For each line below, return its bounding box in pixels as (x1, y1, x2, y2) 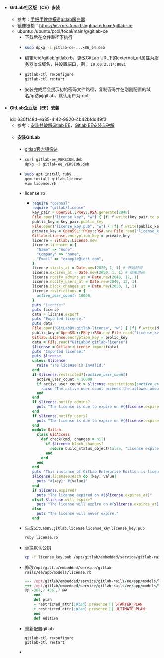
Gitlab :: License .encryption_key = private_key (32, 233, 130, 238)
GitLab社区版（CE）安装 (9, 4, 60, 10)
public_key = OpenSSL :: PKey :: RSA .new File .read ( (32, 330, 135, 336)
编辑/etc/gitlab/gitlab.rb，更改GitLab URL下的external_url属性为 (24, 55, 155, 61)
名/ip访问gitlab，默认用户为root (24, 92, 89, 98)
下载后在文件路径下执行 (24, 34, 73, 40)
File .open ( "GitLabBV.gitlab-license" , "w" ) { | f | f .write (32, 326, 155, 331)
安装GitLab (17, 134, 40, 140)
